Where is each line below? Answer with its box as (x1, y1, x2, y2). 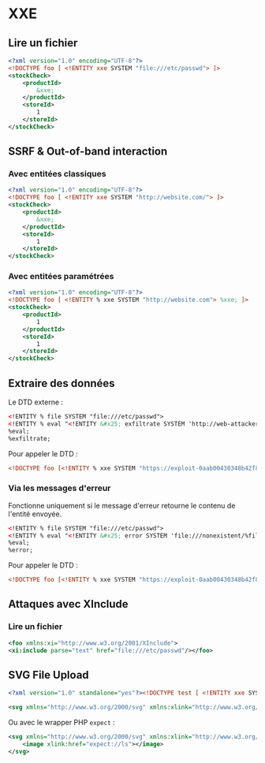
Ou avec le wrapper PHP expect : (8, 718, 116, 728)
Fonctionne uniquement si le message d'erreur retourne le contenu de (8, 501, 236, 510)
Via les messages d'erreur (8, 482, 111, 493)
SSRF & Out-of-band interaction (8, 145, 168, 158)
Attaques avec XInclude (8, 597, 129, 611)
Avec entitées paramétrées (8, 271, 114, 282)
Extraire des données (8, 376, 116, 390)
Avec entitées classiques (8, 169, 106, 180)
